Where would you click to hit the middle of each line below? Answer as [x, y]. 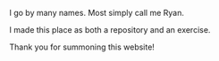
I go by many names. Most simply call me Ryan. [97, 13]
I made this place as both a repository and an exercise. [110, 30]
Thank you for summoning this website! [82, 47]
